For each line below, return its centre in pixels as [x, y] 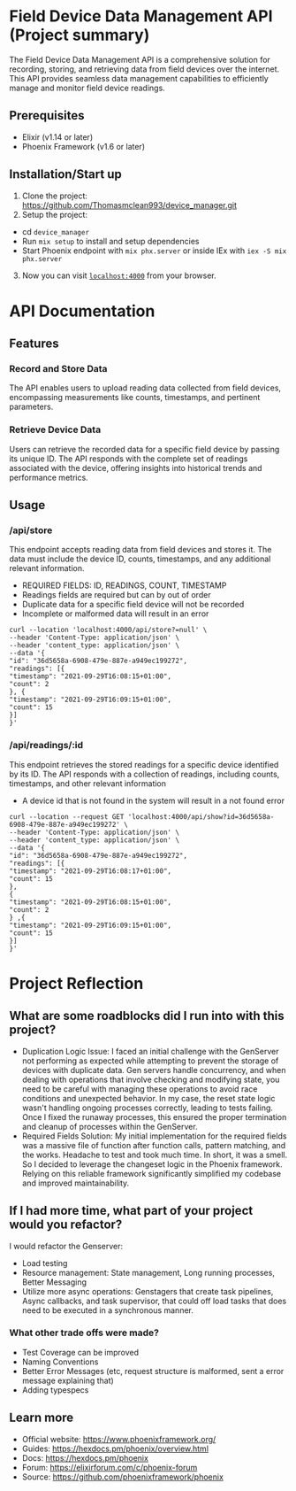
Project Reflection [76, 983]
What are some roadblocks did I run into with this [147, 1016]
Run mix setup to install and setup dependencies [110, 241]
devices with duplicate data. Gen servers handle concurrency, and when [154, 1070]
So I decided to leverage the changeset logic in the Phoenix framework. [152, 1164]
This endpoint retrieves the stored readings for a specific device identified [144, 764]
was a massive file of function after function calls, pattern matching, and [154, 1145]
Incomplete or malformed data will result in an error [115, 614]
